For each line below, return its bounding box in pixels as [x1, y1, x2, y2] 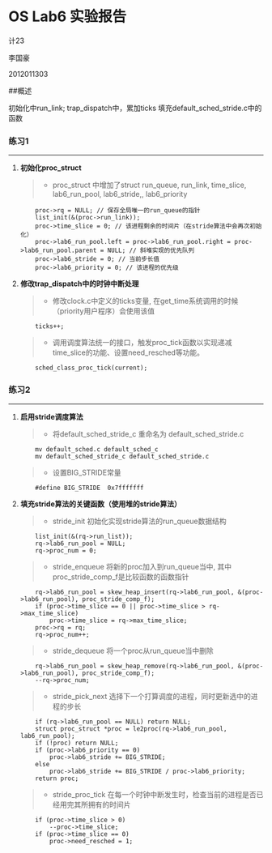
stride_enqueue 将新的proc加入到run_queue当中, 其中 [52, 561, 232, 571]
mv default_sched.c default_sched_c [35, 445, 159, 454]
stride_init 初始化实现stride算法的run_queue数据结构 [52, 516, 227, 526]
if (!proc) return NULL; [35, 739, 119, 747]
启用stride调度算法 [19, 412, 83, 421]
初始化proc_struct [19, 163, 83, 173]
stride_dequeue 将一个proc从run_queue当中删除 [52, 646, 215, 655]
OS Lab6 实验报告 [8, 7, 127, 26]
